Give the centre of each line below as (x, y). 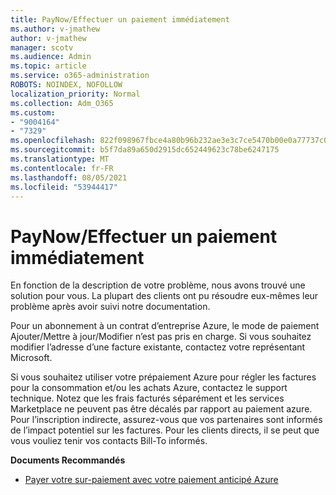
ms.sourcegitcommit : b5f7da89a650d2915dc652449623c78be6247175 (145, 150)
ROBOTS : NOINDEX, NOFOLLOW (66, 85)
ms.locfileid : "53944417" (64, 187)
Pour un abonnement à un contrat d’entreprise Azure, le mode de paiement (165, 326)
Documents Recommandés (68, 460)
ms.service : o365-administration (80, 76)
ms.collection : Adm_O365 (62, 103)
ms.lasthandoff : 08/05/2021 (69, 177)
